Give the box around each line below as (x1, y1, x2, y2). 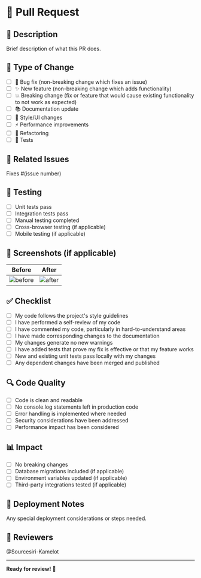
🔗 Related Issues (6, 154, 69, 164)
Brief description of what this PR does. (6, 45, 101, 52)
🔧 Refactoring (14, 130, 49, 137)
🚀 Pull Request (6, 5, 80, 19)
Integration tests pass (14, 209, 69, 217)
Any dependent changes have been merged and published (14, 359, 160, 367)
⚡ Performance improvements (14, 121, 89, 128)
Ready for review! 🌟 (6, 565, 56, 573)
